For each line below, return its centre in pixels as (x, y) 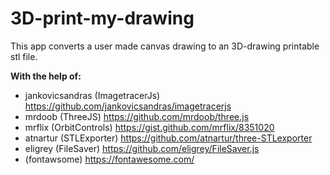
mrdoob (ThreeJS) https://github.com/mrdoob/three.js (137, 116)
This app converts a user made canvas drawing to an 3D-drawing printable (165, 46)
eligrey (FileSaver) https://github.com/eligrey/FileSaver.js (142, 148)
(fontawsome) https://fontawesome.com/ (109, 159)
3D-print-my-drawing (102, 18)
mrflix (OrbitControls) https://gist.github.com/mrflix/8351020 (149, 127)
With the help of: (46, 76)
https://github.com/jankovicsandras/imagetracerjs (128, 106)
